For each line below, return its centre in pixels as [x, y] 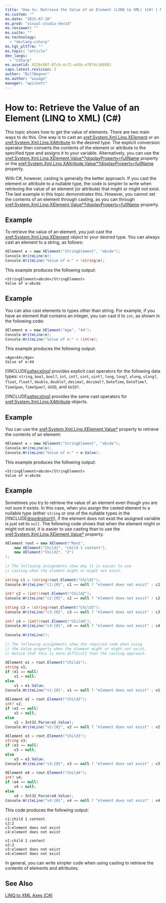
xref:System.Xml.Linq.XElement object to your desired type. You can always [83, 237]
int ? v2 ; [14, 704]
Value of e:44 [20, 362]
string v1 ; [16, 667]
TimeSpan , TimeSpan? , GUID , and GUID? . [43, 387]
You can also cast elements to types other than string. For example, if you [80, 310]
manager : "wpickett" [26, 83]
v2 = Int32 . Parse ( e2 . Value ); [44, 722]
